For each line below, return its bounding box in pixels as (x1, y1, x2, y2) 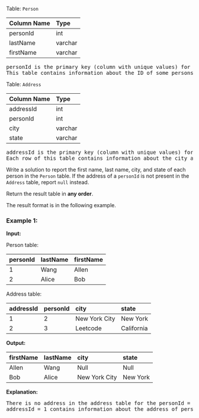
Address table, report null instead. (6, 179, 89, 186)
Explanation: (6, 388, 38, 395)
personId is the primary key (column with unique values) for (6, 64, 191, 70)
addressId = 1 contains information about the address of (6, 406, 178, 413)
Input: (6, 230, 21, 237)
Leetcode (75, 324, 102, 332)
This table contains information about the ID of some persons (6, 69, 194, 76)
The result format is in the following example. (6, 202, 117, 208)
